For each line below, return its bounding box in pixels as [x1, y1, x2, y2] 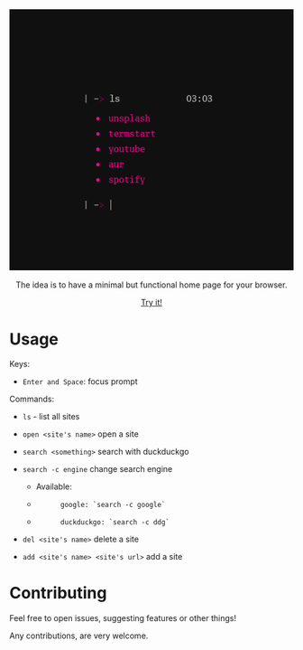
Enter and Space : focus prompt [22, 376, 138, 387]
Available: [35, 481, 72, 492]
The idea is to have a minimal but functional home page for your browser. [15, 279, 288, 290]
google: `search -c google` [60, 501, 166, 510]
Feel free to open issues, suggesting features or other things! [9, 613, 237, 624]
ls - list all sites [22, 411, 80, 422]
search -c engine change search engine [22, 464, 173, 475]
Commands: [9, 393, 55, 405]
